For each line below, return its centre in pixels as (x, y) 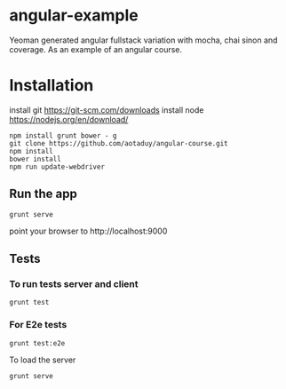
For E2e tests (38, 325)
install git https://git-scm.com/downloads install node (107, 110)
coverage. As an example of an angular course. (96, 49)
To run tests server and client (74, 284)
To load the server (43, 360)
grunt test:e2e (37, 343)
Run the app (43, 194)
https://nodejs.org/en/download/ (69, 119)
